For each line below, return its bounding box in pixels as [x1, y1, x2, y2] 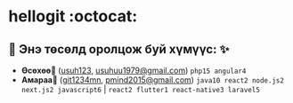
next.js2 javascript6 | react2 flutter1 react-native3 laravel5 [20, 84, 260, 94]
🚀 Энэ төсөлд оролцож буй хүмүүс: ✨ [8, 42, 230, 57]
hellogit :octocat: [8, 6, 138, 27]
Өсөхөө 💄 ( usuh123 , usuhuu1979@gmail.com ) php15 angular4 [20, 65, 247, 75]
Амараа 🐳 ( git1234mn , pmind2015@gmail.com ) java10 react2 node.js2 [20, 75, 284, 85]
